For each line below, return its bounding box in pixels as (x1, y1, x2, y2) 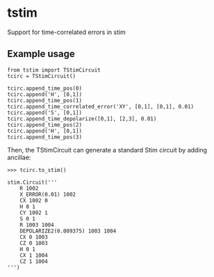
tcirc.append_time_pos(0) (7, 85, 82, 92)
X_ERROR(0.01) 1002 (19, 191, 76, 198)
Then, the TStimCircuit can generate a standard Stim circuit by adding (7, 145, 207, 154)
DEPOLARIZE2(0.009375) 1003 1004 (19, 228, 117, 235)
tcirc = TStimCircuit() (7, 72, 76, 79)
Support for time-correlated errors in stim (7, 28, 126, 36)
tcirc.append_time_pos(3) (7, 134, 82, 141)
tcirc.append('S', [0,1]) (7, 109, 82, 116)
